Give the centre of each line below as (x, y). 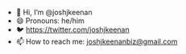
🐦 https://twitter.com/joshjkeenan (73, 29)
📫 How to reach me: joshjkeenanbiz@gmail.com (97, 41)
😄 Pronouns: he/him (50, 21)
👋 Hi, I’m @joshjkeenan (54, 12)
